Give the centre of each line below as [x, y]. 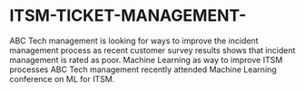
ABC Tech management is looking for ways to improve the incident [134, 41]
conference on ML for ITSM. [62, 78]
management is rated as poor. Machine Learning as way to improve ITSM [146, 60]
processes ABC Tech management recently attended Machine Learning [143, 69]
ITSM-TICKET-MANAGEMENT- [128, 16]
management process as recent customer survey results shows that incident [152, 50]
